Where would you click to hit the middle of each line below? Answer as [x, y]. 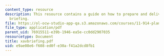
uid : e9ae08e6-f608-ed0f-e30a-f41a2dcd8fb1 [50, 46]
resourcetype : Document [29, 37]
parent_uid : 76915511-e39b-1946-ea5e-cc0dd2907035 [58, 32]
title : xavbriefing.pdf [29, 41]
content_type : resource [29, 9]
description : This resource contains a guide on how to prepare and [76, 14]
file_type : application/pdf [34, 28]
